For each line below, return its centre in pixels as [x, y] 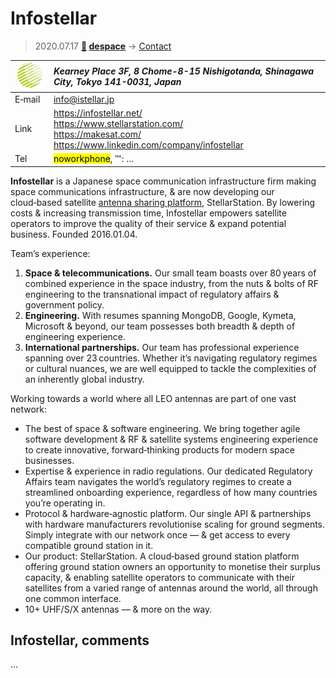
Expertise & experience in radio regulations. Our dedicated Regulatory [168, 471]
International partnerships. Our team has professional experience [162, 347]
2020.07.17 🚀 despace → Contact [103, 46]
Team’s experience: [50, 253]
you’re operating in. [65, 503]
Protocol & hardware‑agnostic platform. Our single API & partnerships [168, 513]
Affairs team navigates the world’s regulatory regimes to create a [158, 481]
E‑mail [27, 99]
